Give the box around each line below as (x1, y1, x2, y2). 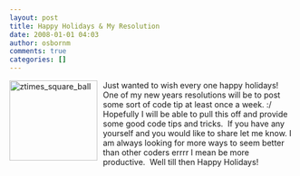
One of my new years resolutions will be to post (102, 89, 281, 100)
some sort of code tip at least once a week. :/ (102, 99, 272, 109)
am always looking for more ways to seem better (102, 137, 285, 148)
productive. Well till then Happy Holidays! (102, 157, 259, 167)
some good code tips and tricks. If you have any (102, 118, 285, 129)
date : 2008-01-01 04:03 (9, 30, 100, 39)
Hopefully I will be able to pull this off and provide (102, 109, 288, 119)
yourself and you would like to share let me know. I (102, 128, 292, 138)
